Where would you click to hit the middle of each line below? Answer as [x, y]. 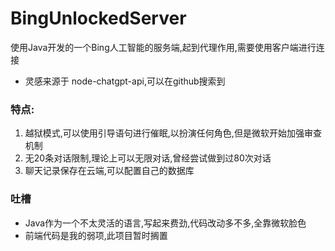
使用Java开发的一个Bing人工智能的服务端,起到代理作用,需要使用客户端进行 [163, 47]
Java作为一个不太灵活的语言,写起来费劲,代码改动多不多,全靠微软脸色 [165, 223]
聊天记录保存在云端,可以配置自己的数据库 [109, 171]
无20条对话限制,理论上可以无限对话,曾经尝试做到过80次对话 [148, 158]
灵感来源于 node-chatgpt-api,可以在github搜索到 [125, 81]
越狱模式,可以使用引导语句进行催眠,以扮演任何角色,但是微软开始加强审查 [173, 133]
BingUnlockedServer [98, 18]
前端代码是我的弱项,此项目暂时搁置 [96, 235]
